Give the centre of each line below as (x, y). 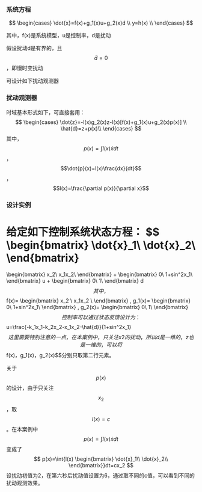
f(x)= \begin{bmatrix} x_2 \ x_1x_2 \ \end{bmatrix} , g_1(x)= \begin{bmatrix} (99, 301)
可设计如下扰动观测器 (32, 81)
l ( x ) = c (101, 419)
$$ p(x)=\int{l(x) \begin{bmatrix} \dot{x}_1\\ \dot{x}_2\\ (101, 459)
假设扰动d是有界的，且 (34, 48)
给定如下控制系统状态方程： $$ (83, 232)
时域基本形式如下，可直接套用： (46, 112)
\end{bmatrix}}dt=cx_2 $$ (101, 466)
